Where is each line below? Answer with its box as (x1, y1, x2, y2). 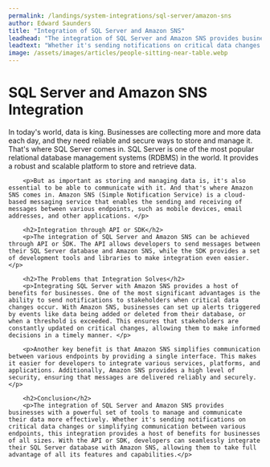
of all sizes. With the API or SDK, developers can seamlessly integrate (8, 437, 261, 445)
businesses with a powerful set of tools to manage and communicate (8, 408, 243, 416)
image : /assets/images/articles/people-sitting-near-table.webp (8, 49, 228, 57)
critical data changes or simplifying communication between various (8, 422, 247, 430)
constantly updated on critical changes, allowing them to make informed (8, 324, 261, 332)
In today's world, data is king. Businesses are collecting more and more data (8, 127, 261, 136)
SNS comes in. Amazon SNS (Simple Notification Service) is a (8, 190, 221, 199)
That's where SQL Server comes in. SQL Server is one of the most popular (8, 144, 255, 153)
